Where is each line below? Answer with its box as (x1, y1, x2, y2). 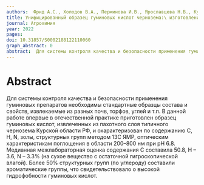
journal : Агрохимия (6, 20, 56, 26)
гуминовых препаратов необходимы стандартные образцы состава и (6, 101, 188, 108)
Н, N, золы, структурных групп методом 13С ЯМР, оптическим (6, 133, 169, 140)
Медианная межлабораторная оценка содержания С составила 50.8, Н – (6, 146, 196, 153)
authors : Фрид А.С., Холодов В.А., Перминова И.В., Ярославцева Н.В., (6, 8, 191, 15)
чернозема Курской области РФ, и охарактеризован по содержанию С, (6, 127, 192, 134)
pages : (6, 32, 23, 38)
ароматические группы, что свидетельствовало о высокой (6, 165, 160, 173)
